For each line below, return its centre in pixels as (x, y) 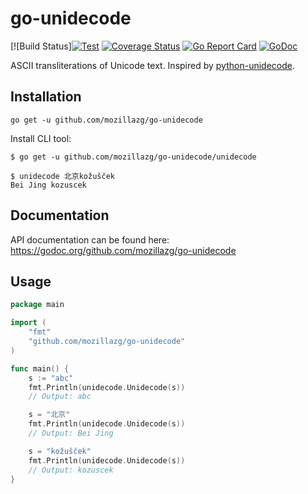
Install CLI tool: (41, 138)
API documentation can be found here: (90, 239)
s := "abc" (51, 378)
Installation (46, 97)
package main (37, 305)
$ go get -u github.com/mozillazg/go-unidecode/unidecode (133, 157)
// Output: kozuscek (71, 470)
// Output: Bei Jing (71, 433)
